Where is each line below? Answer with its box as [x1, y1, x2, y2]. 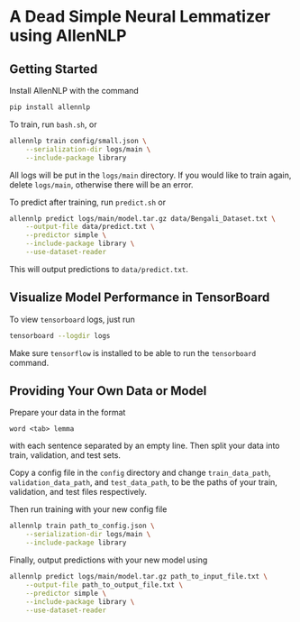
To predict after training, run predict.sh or [9, 197, 167, 207]
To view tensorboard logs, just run [9, 314, 135, 325]
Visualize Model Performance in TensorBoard [9, 290, 270, 306]
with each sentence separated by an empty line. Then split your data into [9, 440, 281, 452]
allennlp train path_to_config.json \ [9, 521, 155, 531]
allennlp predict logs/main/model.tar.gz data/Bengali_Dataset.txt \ [9, 214, 277, 223]
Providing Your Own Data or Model [9, 383, 207, 398]
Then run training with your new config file [9, 504, 168, 515]
